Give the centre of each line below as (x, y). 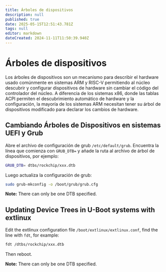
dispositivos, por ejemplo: (32, 156)
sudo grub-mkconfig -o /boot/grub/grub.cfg (52, 184)
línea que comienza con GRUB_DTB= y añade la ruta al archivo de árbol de (80, 151)
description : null (24, 15)
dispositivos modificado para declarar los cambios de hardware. (72, 109)
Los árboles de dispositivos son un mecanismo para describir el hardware (82, 77)
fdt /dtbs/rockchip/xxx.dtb (35, 245)
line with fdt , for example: (32, 235)
